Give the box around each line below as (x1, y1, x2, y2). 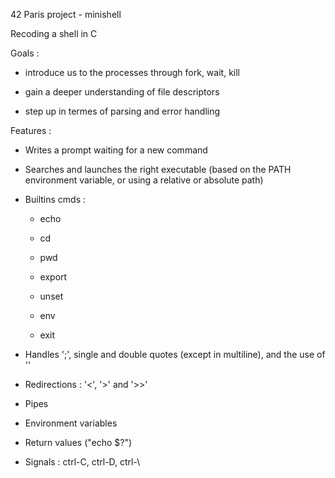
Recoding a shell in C (10, 28, 98, 39)
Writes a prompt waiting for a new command (24, 144, 208, 156)
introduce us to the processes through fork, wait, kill (24, 67, 240, 78)
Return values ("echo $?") (24, 437, 133, 448)
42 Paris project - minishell (10, 9, 122, 20)
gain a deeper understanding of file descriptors (24, 86, 220, 98)
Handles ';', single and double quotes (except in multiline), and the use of (24, 349, 326, 360)
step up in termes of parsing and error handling (24, 105, 221, 117)
